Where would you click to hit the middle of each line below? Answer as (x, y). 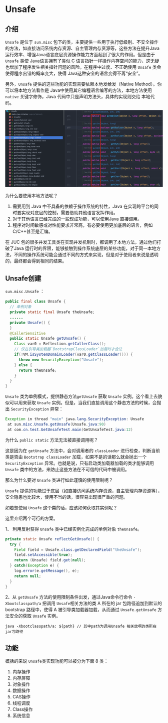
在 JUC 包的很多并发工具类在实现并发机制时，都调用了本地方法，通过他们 (81, 242)
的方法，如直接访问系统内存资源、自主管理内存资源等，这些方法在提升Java (82, 48)
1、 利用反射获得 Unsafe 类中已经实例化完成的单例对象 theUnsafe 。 (73, 529)
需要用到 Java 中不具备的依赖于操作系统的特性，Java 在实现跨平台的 (83, 206)
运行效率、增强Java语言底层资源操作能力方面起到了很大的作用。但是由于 (80, 54)
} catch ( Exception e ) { (34, 565)
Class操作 (23, 709)
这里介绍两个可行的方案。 (31, 518)
